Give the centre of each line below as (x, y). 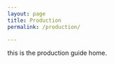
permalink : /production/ (44, 27)
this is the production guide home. (57, 53)
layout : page (27, 14)
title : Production (34, 20)
